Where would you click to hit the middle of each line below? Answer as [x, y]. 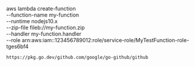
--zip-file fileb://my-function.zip [45, 27]
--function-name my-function [43, 15]
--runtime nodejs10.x [32, 21]
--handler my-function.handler [44, 34]
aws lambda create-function [41, 9]
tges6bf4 [17, 46]
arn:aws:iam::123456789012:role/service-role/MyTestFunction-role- [106, 40]
